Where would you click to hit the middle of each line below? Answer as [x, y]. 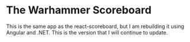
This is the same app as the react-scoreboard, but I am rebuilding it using [95, 26]
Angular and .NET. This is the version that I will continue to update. [87, 32]
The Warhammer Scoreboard [79, 10]
